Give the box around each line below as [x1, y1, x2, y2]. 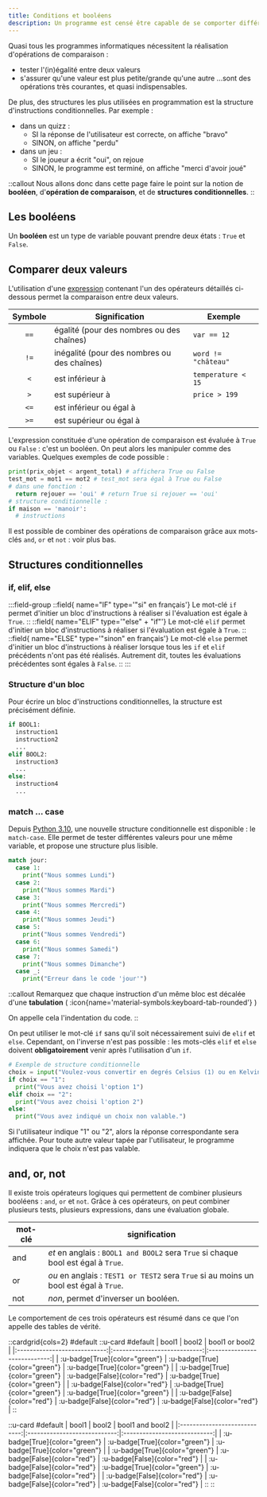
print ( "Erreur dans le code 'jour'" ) [22, 975, 148, 983]
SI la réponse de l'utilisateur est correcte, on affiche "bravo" [31, 129, 229, 139]
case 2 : [15, 878, 41, 887]
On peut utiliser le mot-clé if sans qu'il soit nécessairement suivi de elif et [8, 1028, 256, 1038]
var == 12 [192, 331, 230, 340]
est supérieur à [54, 389, 110, 400]
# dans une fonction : [8, 482, 83, 490]
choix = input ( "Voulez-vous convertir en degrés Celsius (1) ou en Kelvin [8, 1068, 261, 1076]
